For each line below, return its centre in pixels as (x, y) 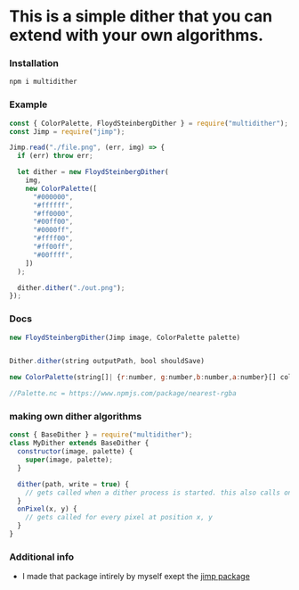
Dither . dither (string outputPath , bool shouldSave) (107, 361)
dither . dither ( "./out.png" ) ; (71, 287)
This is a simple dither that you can (141, 17)
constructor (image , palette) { (75, 452)
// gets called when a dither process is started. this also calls (153, 493)
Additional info (42, 557)
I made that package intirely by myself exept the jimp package (136, 577)
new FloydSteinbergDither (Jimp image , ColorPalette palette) (125, 337)
